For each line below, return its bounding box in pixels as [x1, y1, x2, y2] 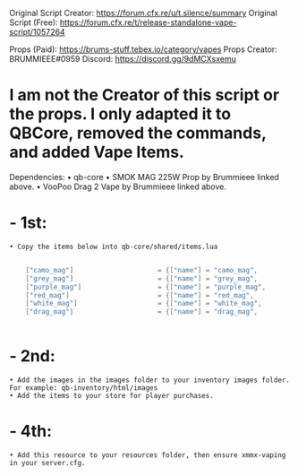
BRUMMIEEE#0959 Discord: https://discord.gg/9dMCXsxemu [9, 54, 237, 64]
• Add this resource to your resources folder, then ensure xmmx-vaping [9, 450, 286, 460]
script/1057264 [9, 27, 65, 37]
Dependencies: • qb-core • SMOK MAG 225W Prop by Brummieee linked [9, 171, 280, 182]
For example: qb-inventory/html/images [9, 383, 158, 393]
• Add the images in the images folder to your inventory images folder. [9, 376, 291, 385]
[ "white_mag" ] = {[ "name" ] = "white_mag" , [25, 299, 262, 308]
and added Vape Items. [9, 143, 185, 162]
